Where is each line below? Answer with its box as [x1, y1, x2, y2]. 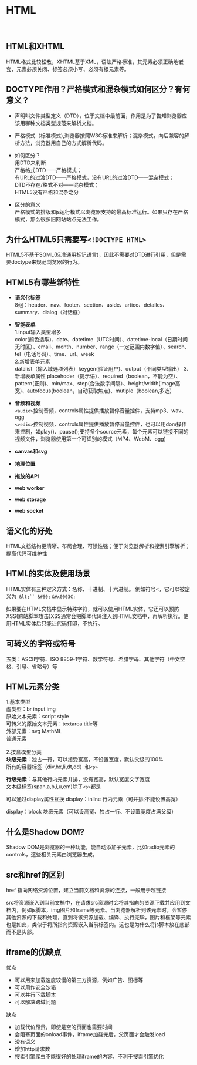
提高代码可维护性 [6, 550, 47, 557]
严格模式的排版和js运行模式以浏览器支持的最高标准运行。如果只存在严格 [14, 208, 189, 215]
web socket [14, 508, 44, 515]
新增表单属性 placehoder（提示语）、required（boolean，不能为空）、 [14, 372, 181, 379]
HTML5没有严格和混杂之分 [14, 189, 79, 196]
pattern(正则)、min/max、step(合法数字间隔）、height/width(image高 [14, 380, 181, 387]
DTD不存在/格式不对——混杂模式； [14, 181, 100, 188]
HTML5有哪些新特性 [6, 277, 80, 287]
